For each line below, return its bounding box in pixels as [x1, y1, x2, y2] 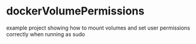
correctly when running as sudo [6, 30, 85, 37]
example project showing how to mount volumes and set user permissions [6, 24, 191, 31]
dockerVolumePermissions [6, 4, 145, 18]
